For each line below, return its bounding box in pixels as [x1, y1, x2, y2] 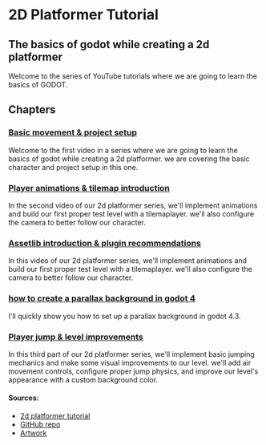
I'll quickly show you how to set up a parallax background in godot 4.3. [8, 311, 242, 321]
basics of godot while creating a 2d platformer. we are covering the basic [8, 154, 250, 164]
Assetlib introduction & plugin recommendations [8, 237, 202, 249]
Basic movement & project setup [8, 127, 138, 138]
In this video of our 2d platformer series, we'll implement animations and [8, 256, 247, 265]
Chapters [8, 103, 56, 117]
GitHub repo [19, 419, 61, 430]
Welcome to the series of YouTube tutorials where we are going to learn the [8, 71, 258, 81]
